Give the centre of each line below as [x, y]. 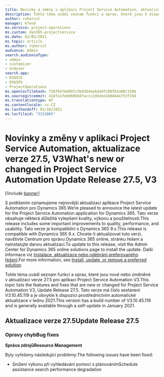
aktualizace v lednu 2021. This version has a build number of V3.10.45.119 [78, 300]
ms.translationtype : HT [29, 101]
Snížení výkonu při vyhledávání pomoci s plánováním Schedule [75, 364]
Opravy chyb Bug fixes [32, 335]
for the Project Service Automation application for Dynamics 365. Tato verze [82, 213]
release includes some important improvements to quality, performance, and [82, 223]
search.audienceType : [27, 55]
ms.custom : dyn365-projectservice [40, 32]
